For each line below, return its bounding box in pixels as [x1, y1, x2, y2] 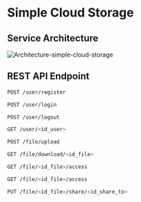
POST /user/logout [7, 114, 60, 121]
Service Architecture [7, 32, 98, 44]
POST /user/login [7, 101, 57, 108]
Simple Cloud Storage [7, 5, 134, 21]
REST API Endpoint [7, 70, 89, 82]
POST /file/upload [7, 139, 60, 145]
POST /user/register [7, 88, 67, 96]
